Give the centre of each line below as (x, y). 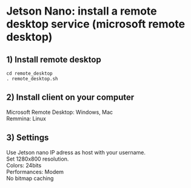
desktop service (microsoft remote (96, 24)
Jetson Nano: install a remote (82, 11)
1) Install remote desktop (54, 59)
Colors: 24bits (24, 165)
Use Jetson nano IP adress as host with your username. (76, 152)
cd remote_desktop (29, 74)
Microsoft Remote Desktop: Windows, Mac (60, 112)
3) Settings (28, 138)
